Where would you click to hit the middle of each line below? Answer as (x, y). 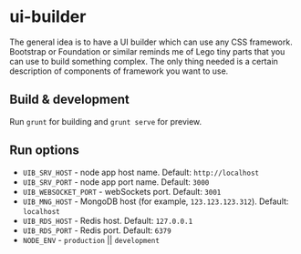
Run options (45, 151)
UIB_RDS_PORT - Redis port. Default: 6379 (97, 230)
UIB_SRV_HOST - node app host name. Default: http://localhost (141, 172)
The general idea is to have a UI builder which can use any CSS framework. (151, 42)
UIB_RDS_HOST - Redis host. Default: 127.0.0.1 (108, 220)
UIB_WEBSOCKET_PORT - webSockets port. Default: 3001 (122, 191)
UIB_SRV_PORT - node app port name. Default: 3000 (116, 182)
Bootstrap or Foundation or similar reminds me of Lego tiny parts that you (147, 51)
